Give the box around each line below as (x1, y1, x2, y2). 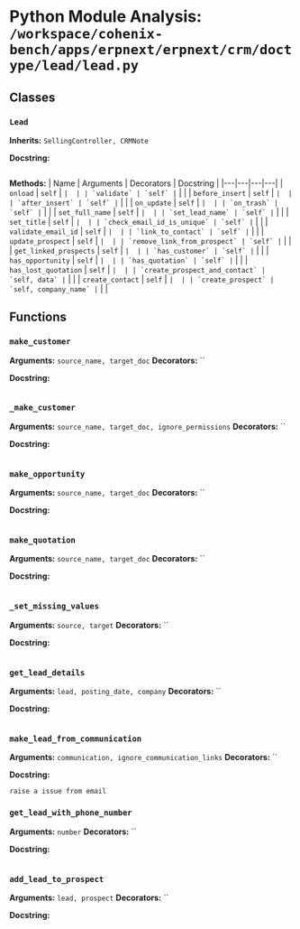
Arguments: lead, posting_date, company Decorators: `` (9, 686, 222, 697)
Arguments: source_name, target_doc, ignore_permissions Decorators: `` (9, 421, 286, 432)
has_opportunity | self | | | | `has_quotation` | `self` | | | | (9, 255, 249, 265)
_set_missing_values (9, 601, 100, 611)
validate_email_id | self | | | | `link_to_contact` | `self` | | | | (9, 226, 264, 237)
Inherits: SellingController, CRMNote (9, 135, 149, 145)
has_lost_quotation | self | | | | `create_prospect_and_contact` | (9, 264, 266, 274)
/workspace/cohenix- (9, 25, 164, 42)
